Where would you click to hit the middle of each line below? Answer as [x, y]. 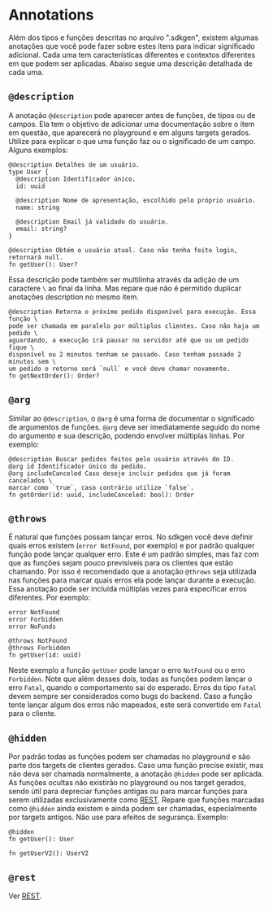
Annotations [51, 15]
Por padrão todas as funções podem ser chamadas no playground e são [129, 757]
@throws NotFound [38, 641]
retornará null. [36, 257]
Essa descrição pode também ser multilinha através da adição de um [124, 279]
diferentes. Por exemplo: [50, 598]
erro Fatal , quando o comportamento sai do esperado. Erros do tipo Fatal [133, 688]
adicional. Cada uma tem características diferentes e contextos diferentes [132, 55]
